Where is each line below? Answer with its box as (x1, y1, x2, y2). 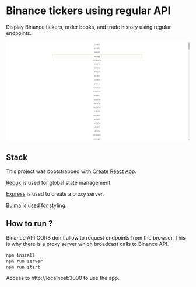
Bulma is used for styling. (6, 202, 67, 209)
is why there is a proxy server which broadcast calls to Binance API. (6, 240, 169, 247)
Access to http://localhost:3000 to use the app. (6, 274, 120, 281)
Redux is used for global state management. (6, 179, 112, 186)
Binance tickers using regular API (6, 4, 171, 18)
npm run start (6, 264, 41, 270)
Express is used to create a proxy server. (6, 190, 104, 197)
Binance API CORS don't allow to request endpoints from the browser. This (6, 234, 185, 241)
